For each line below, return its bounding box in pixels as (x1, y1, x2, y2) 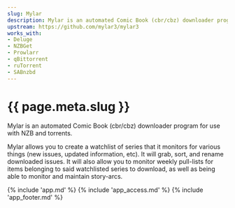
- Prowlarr (7, 50, 39, 57)
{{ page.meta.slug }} (7, 98, 131, 114)
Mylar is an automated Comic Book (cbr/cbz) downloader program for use (7, 121, 220, 130)
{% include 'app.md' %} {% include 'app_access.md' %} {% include (7, 186, 204, 194)
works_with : (7, 29, 42, 37)
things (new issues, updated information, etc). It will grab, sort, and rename (7, 150, 224, 158)
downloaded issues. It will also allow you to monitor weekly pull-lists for (7, 158, 213, 166)
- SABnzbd (7, 68, 36, 75)
